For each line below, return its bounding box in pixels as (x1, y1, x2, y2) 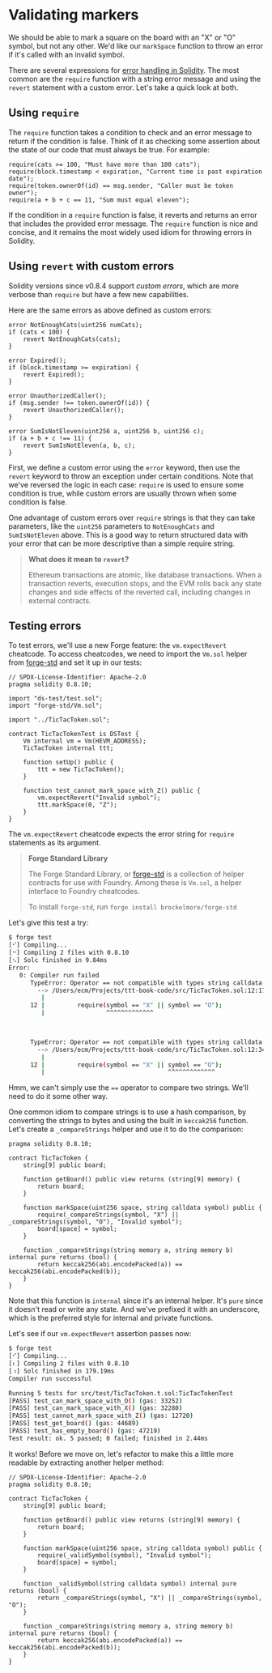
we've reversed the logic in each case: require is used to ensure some (8, 479, 244, 489)
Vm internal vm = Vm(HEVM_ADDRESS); (23, 737, 147, 746)
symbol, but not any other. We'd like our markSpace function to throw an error (8, 40, 263, 50)
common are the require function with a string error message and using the (8, 74, 261, 83)
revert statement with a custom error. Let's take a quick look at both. (8, 83, 239, 92)
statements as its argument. (8, 838, 101, 848)
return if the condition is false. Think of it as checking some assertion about (8, 136, 261, 146)
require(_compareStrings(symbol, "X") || (37, 1211, 180, 1220)
